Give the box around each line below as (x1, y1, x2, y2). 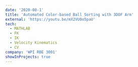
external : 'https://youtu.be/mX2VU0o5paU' (5, 17, 96, 22)
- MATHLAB (10, 26, 30, 31)
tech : (5, 21, 17, 27)
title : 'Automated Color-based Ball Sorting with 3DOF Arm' (5, 12, 134, 17)
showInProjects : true (5, 54, 51, 59)
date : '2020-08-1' (5, 7, 44, 13)
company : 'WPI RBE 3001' (5, 49, 57, 54)
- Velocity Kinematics (10, 40, 57, 45)
